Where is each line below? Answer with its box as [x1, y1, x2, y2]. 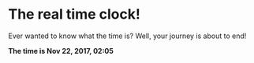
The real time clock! [8, 5, 140, 23]
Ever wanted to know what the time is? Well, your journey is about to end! [8, 31, 247, 40]
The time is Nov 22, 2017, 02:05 [8, 46, 114, 55]
